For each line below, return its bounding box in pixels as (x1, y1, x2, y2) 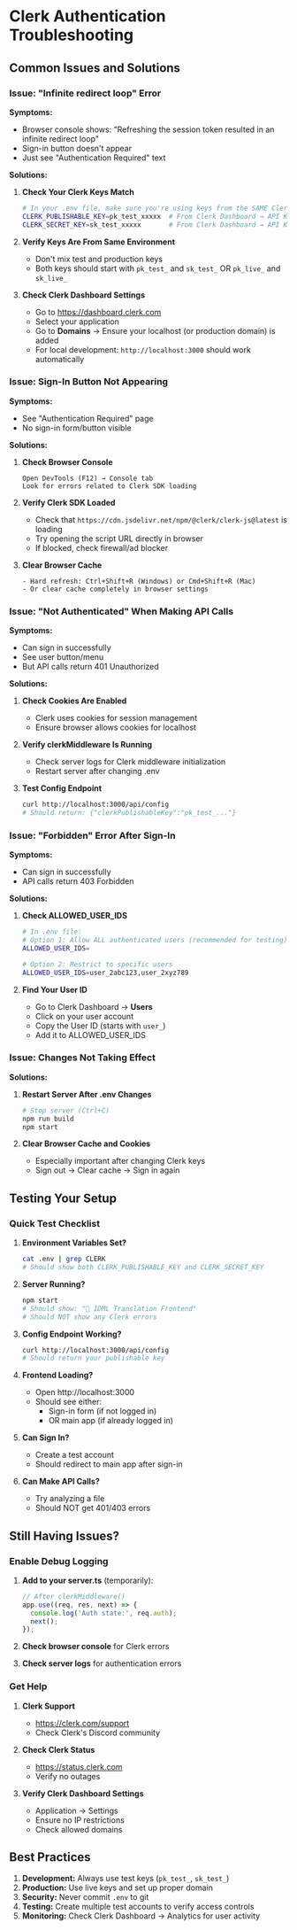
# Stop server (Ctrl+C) (21, 1105, 110, 1115)
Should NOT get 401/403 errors (34, 1503, 151, 1514)
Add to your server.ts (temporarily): (21, 1575, 154, 1585)
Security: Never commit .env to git (21, 1892, 149, 1903)
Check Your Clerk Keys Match (21, 186, 135, 197)
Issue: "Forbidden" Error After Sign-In (9, 829, 176, 841)
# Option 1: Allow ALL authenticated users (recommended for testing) (21, 936, 288, 945)
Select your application (34, 316, 119, 327)
